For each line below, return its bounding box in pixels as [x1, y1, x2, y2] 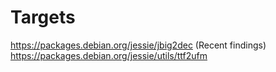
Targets [10, 6, 76, 29]
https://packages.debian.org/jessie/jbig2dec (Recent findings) [10, 39, 267, 51]
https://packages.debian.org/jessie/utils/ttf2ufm [10, 49, 208, 61]
